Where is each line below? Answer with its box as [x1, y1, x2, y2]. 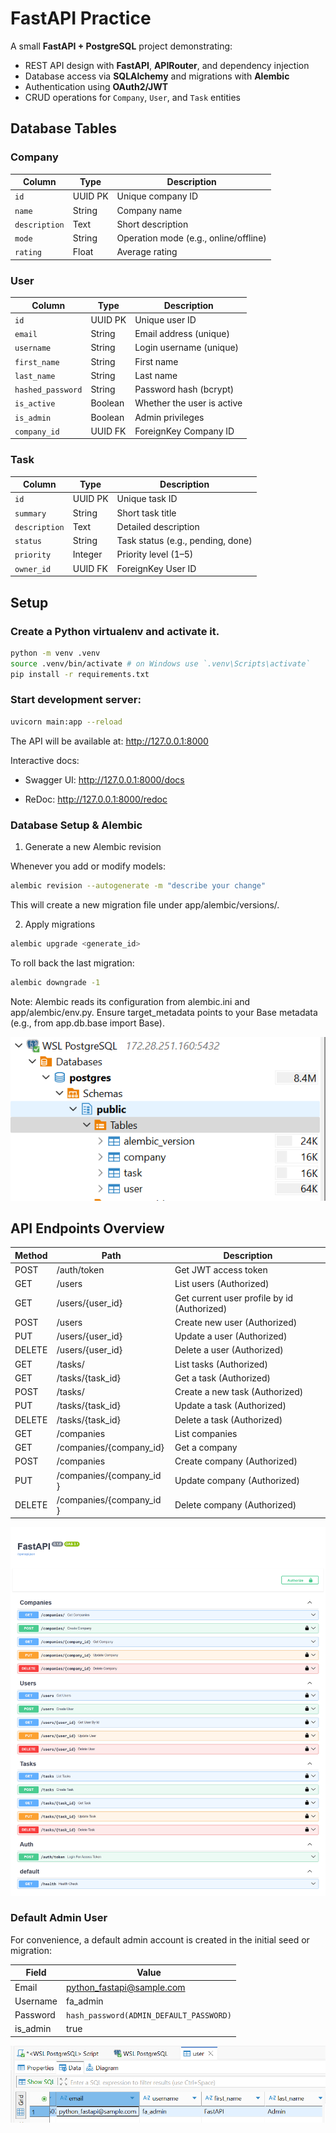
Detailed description [116, 520, 200, 532]
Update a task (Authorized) [174, 1400, 287, 1412]
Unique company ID [116, 190, 199, 202]
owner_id [14, 564, 52, 574]
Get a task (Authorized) [174, 1372, 272, 1384]
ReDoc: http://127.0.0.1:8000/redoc [24, 793, 168, 805]
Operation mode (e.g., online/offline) [116, 232, 267, 244]
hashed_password [14, 385, 83, 396]
